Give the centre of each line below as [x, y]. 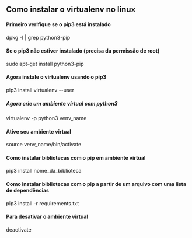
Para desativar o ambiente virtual [47, 217]
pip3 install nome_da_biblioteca [44, 171]
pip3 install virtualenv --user [40, 90]
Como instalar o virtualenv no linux [71, 10]
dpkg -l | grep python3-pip [38, 37]
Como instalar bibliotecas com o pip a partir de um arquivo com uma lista [96, 184]
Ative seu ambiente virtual [39, 131]
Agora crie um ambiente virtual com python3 [62, 103]
